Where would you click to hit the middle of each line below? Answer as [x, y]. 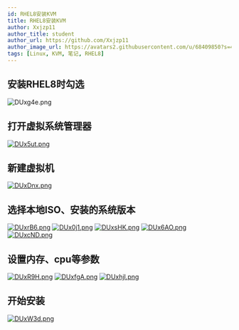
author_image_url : [34, 47]
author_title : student [41, 34]
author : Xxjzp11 [31, 27]
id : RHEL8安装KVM [32, 14]
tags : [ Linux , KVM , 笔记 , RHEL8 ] [56, 54]
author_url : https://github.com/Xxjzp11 [68, 41]
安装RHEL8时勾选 [46, 84]
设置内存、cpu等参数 [53, 259]
